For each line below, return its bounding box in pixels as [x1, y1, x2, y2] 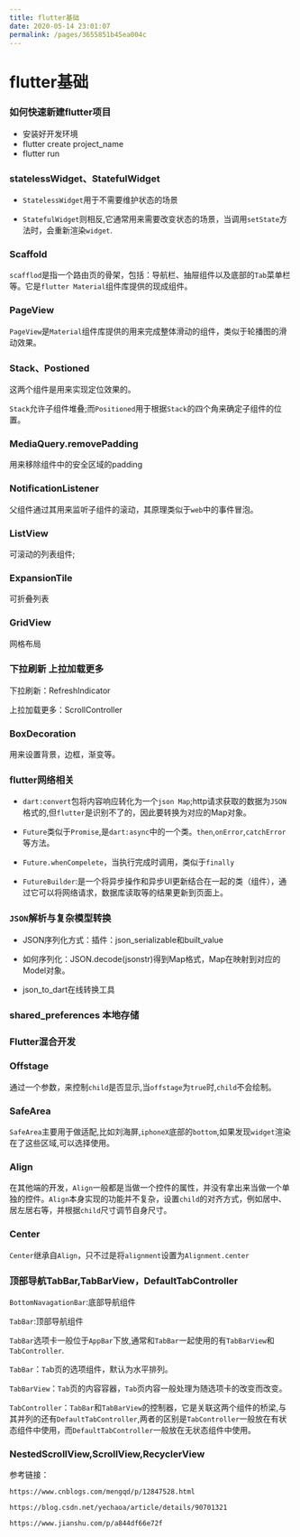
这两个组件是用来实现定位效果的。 [9, 384, 136, 395]
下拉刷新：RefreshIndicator [9, 685, 111, 696]
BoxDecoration [9, 727, 77, 740]
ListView [9, 527, 49, 540]
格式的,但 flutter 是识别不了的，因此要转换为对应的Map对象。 [22, 807, 252, 818]
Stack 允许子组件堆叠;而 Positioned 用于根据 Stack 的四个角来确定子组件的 [9, 403, 275, 414]
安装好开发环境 [22, 128, 78, 139]
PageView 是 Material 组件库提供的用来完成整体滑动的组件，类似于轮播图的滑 [9, 326, 287, 337]
